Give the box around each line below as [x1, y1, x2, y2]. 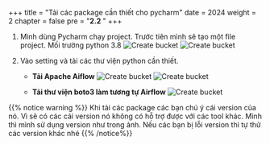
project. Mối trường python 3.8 [19, 40, 123, 50]
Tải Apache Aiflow [31, 72, 95, 81]
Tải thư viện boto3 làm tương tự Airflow [31, 87, 167, 97]
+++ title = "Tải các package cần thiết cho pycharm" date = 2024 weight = [8, 8, 256, 17]
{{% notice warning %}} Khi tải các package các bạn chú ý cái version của [8, 103, 256, 112]
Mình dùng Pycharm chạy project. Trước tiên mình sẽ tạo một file [19, 32, 236, 41]
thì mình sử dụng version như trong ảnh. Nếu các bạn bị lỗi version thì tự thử [8, 120, 261, 129]
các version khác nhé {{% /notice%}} [8, 129, 133, 138]
